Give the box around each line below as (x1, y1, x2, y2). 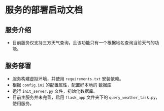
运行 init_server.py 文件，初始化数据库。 (12, 88, 98, 94)
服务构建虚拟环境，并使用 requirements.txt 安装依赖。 (12, 75, 124, 81)
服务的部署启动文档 (5, 4, 83, 16)
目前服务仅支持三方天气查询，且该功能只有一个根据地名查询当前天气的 (12, 40, 155, 45)
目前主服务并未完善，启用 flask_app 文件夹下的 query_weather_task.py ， (12, 94, 160, 100)
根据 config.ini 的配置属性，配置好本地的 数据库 (12, 82, 112, 88)
